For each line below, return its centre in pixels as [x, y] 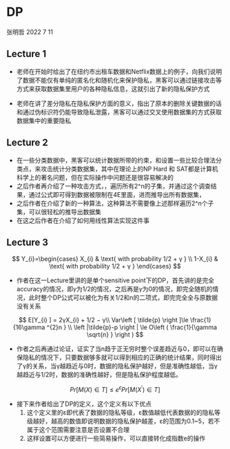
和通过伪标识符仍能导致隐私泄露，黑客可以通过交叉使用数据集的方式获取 [119, 112]
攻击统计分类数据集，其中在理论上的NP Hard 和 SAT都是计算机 [129, 169]
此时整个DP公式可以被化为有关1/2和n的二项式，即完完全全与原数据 [123, 297]
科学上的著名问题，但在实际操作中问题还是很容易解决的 [95, 177]
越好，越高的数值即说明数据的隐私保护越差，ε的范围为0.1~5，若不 [126, 421]
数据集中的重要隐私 [44, 121]
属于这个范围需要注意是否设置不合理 [78, 430]
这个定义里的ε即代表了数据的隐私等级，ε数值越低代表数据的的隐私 [121, 413]
